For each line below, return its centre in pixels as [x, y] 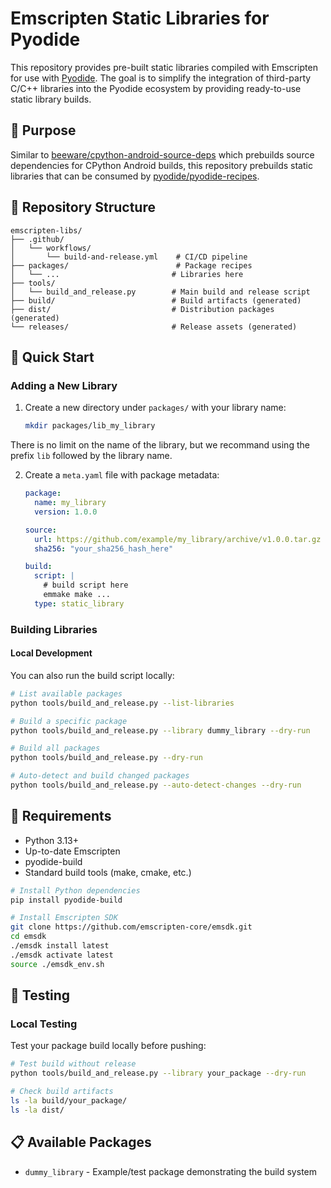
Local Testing [44, 1024]
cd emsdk [28, 937]
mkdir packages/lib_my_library [90, 426]
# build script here [86, 585]
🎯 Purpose [43, 130]
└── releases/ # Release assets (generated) [154, 327]
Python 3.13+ [52, 840]
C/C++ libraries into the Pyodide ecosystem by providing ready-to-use [156, 88]
